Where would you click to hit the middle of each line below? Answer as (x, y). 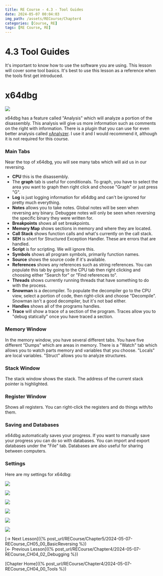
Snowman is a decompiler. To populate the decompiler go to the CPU (81, 291)
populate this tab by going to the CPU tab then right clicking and (76, 270)
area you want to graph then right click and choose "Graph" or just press (85, 187)
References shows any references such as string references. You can (82, 265)
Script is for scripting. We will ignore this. (53, 249)
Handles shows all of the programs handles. (56, 306)
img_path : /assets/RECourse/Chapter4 (43, 19)
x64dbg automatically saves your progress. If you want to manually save (77, 436)
